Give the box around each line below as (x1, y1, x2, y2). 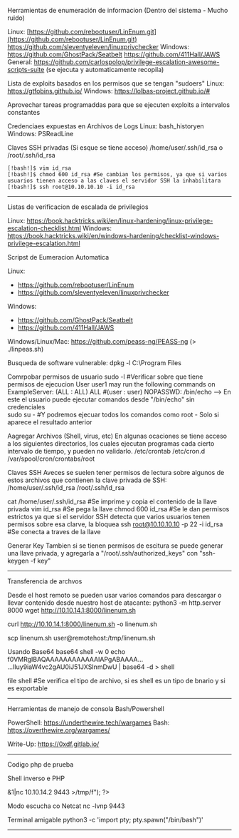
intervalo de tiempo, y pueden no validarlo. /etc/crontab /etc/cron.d (7, 447, 206, 455)
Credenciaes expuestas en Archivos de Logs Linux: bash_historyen (7, 122, 204, 131)
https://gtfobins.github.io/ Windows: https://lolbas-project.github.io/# (7, 87, 211, 95)
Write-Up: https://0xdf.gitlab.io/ (7, 740, 100, 748)
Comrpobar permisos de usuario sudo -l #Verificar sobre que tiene (7, 372, 203, 381)
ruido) (7, 14, 25, 22)
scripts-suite (7, 66, 45, 73)
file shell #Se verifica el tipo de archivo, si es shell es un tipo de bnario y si (7, 677, 225, 685)
